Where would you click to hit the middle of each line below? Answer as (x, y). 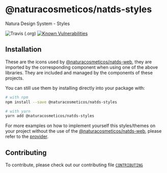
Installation (23, 50)
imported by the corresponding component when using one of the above (82, 67)
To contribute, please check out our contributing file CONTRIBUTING (74, 165)
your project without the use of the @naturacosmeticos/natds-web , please (83, 131)
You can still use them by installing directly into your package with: (75, 88)
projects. (15, 78)
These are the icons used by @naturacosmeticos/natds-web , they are (78, 62)
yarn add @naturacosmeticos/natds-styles (50, 116)
